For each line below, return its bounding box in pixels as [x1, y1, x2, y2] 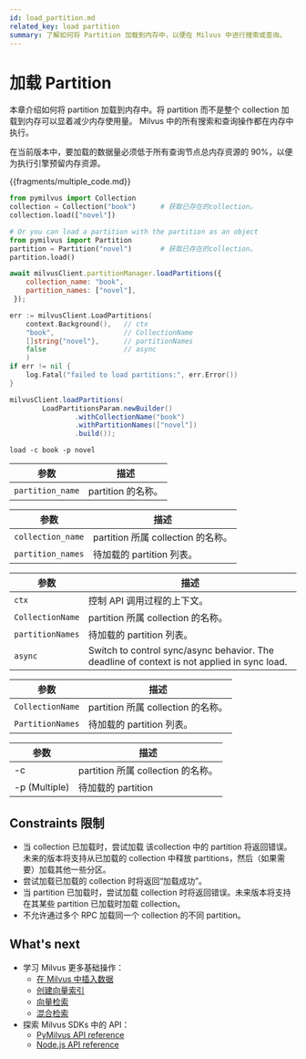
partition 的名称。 [87, 485, 164, 498]
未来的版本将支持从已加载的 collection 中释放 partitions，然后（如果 [22, 853, 278, 863]
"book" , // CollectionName [25, 327, 194, 337]
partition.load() [9, 253, 76, 262]
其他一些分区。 [54, 864, 111, 875]
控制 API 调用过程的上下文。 [87, 595, 209, 607]
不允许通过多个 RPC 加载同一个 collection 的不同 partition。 [22, 909, 246, 920]
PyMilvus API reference [36, 1029, 125, 1040]
